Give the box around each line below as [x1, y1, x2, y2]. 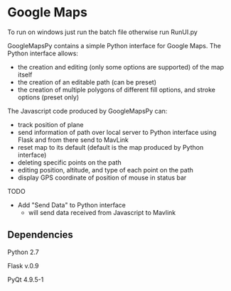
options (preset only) [17, 93, 80, 101]
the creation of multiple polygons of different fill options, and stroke [17, 85, 215, 94]
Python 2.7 [7, 248, 39, 256]
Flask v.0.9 [7, 261, 39, 270]
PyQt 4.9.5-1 [7, 275, 44, 284]
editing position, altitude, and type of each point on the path [17, 165, 194, 174]
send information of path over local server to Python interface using [17, 128, 217, 136]
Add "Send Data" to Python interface [17, 200, 126, 209]
